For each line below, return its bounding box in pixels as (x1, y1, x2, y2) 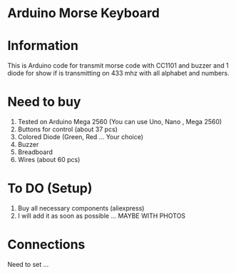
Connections (7, 237, 86, 253)
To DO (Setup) (7, 181, 93, 197)
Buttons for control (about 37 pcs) (17, 125, 118, 133)
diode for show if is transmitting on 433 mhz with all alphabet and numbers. (7, 69, 230, 78)
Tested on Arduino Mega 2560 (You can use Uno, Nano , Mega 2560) (17, 118, 222, 126)
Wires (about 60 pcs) (17, 156, 81, 164)
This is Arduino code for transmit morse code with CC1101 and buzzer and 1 (7, 61, 230, 70)
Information (7, 38, 78, 54)
